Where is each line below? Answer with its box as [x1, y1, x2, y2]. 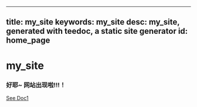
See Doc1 [6, 94, 29, 101]
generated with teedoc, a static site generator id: [6, 26, 188, 36]
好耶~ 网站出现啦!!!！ [6, 81, 66, 89]
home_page [6, 36, 50, 46]
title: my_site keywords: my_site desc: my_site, [6, 17, 180, 27]
